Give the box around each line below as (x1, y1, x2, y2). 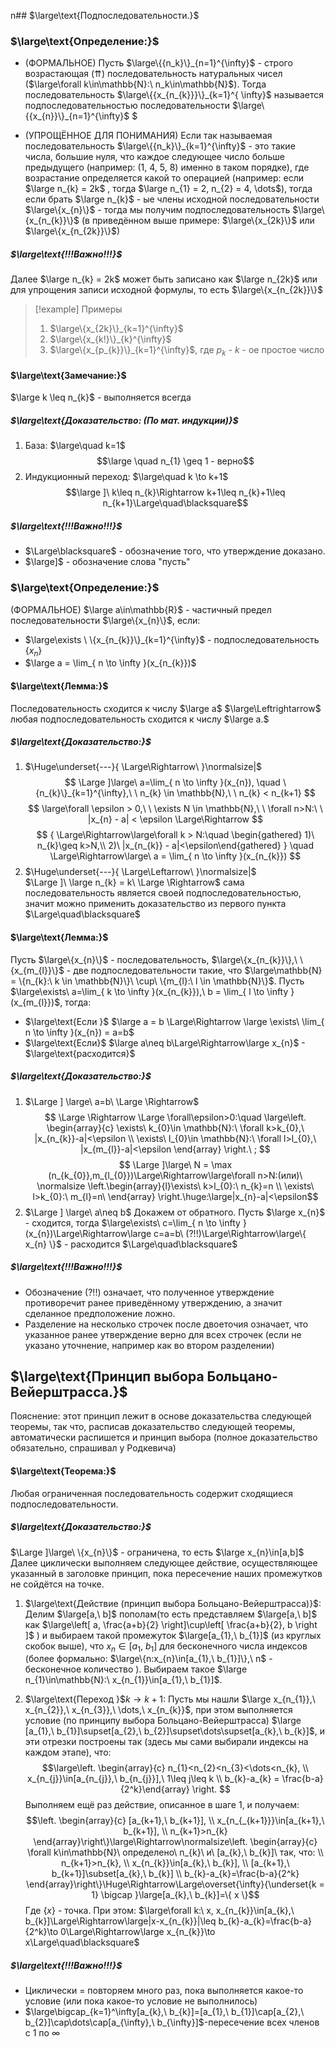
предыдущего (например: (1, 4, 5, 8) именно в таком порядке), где (24, 161, 310, 174)
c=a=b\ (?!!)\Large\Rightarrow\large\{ (153, 1227, 307, 1239)
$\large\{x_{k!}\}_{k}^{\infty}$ (49, 333, 172, 345)
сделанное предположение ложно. (24, 1307, 176, 1319)
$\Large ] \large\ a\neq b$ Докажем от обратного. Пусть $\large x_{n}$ (24, 1206, 326, 1218)
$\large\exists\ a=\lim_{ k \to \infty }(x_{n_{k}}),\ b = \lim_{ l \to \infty (10, 985, 289, 997)
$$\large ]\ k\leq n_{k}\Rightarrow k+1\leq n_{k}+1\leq (65, 486, 286, 499)
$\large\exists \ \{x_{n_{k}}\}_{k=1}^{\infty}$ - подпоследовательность (24, 633, 320, 645)
